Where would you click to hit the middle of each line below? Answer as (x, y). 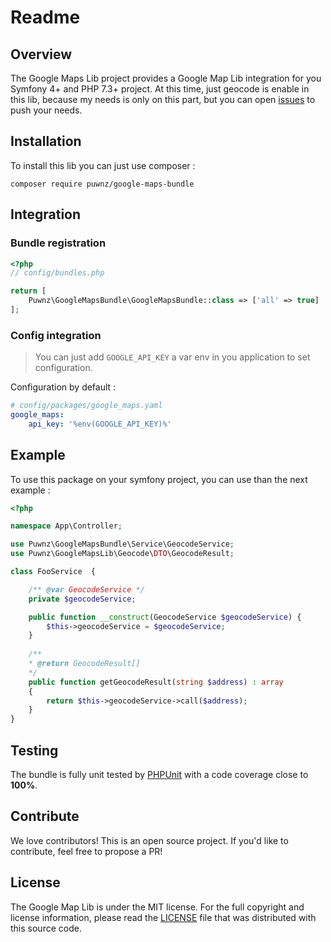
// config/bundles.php (57, 273)
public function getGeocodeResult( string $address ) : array (156, 682)
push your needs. (46, 110)
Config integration (56, 335)
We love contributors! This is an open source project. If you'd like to (149, 840)
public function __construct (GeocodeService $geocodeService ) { (165, 617)
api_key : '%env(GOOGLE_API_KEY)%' (100, 424)
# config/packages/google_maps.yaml (86, 406)
